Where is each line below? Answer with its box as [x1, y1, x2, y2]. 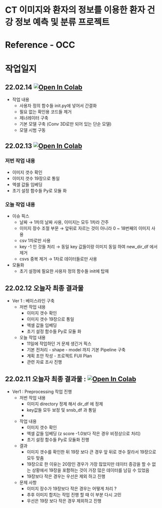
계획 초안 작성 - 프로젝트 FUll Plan [26, 353, 92, 359]
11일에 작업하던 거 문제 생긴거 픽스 [26, 341, 92, 346]
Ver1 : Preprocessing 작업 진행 [12, 389, 72, 394]
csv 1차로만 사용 [19, 238, 51, 244]
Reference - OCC [5, 40, 76, 50]
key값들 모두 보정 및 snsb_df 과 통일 [26, 407, 97, 413]
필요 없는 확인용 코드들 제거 [19, 109, 72, 115]
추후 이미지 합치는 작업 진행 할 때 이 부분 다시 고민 [26, 491, 122, 497]
